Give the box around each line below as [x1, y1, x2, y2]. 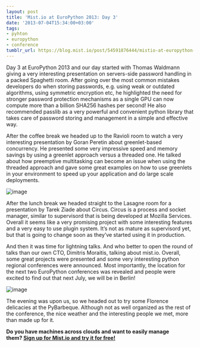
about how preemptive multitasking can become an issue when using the [6, 157, 186, 164]
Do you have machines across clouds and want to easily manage [6, 328, 170, 335]
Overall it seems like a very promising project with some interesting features [6, 218, 192, 226]
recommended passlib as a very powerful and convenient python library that [6, 108, 194, 115]
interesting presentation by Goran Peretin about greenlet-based [6, 138, 162, 146]
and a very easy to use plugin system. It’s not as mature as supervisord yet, [6, 224, 192, 232]
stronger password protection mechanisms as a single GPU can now [6, 95, 174, 102]
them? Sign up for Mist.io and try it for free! [6, 334, 116, 341]
